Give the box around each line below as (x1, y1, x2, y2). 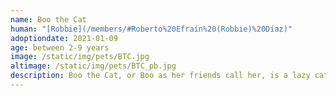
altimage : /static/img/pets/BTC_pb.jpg (10, 61, 177, 71)
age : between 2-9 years (10, 42, 110, 53)
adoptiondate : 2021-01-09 (10, 33, 118, 43)
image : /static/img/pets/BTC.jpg (10, 52, 150, 62)
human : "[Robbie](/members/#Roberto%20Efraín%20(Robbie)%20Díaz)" (10, 24, 293, 34)
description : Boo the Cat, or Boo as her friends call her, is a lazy (10, 71, 311, 81)
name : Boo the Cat (10, 14, 87, 25)
